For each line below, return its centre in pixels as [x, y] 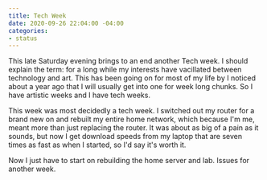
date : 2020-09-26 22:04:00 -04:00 [66, 23]
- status [23, 38]
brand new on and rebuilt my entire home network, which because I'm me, [131, 119]
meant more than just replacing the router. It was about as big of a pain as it [133, 128]
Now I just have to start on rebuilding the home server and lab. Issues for [129, 161]
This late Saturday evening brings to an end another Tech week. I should [128, 61]
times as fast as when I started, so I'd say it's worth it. [97, 145]
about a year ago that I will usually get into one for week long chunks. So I [131, 87]
